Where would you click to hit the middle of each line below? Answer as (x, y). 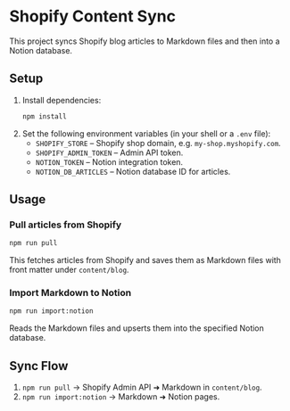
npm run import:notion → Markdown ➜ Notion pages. (121, 397)
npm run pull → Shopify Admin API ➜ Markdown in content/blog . (142, 387)
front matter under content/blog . (69, 270)
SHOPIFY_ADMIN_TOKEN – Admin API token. (109, 152)
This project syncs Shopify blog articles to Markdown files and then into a (145, 41)
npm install (44, 116)
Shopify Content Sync (93, 16)
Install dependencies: (62, 100)
